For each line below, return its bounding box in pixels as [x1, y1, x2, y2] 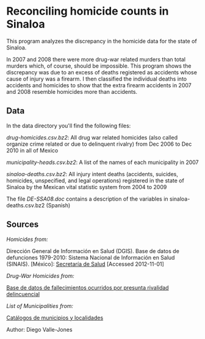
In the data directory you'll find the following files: [6, 122, 131, 129]
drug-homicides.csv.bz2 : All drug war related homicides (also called [6, 134, 178, 141]
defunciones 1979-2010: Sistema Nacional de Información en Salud [6, 254, 175, 261]
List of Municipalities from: [6, 302, 74, 309]
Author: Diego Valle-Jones [6, 326, 73, 333]
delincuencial [6, 290, 40, 298]
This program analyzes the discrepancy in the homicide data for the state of [6, 37, 197, 45]
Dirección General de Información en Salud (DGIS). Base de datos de [6, 247, 180, 254]
